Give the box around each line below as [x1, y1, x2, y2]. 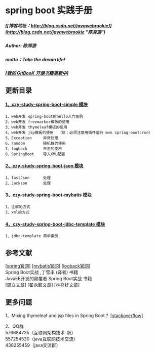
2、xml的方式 [5, 209, 30, 215]
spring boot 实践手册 [5, 5, 93, 16]
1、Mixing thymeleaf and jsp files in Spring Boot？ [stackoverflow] [5, 312, 143, 319]
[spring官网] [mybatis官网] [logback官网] [5, 262, 91, 269]
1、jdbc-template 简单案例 [5, 234, 58, 239]
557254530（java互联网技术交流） [5, 336, 78, 342]
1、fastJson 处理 [5, 175, 51, 180]
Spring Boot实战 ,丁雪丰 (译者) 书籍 [5, 269, 79, 275]
